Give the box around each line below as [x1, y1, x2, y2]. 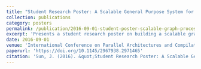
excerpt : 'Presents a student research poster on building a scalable [6, 31, 186, 37]
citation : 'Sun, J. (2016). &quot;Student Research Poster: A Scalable [6, 53, 188, 59]
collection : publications [6, 14, 71, 20]
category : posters [6, 20, 52, 26]
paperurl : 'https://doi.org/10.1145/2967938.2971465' [6, 48, 144, 54]
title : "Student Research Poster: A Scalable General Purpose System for [6, 8, 194, 15]
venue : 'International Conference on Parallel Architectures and [6, 43, 172, 49]
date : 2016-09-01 [6, 37, 50, 43]
